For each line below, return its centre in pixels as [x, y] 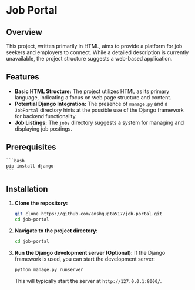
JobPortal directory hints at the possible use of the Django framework [99, 110]
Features [23, 77]
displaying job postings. [43, 129]
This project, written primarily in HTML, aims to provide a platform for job [94, 46]
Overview [24, 32]
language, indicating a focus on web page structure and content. [93, 97]
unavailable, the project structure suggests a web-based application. [89, 59]
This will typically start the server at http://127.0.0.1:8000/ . [88, 281]
